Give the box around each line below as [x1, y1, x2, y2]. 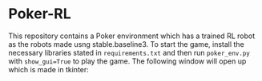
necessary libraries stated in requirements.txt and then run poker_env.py [8, 48, 250, 57]
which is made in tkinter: [8, 64, 90, 74]
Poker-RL [8, 5, 72, 23]
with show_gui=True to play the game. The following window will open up [8, 56, 247, 66]
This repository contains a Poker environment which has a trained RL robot [8, 31, 255, 40]
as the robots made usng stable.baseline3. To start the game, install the [8, 39, 244, 48]
